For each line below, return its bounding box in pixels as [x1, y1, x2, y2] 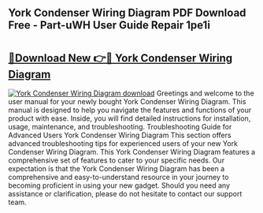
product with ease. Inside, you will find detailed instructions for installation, [8, 114, 251, 123]
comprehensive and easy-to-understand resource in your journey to [8, 173, 229, 181]
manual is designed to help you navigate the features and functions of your [8, 106, 252, 114]
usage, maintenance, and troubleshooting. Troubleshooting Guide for [8, 122, 232, 131]
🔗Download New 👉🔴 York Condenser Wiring [8, 51, 233, 65]
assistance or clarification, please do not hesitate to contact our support [8, 189, 243, 198]
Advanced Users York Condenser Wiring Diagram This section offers [8, 130, 232, 140]
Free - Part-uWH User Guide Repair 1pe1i [8, 19, 211, 32]
